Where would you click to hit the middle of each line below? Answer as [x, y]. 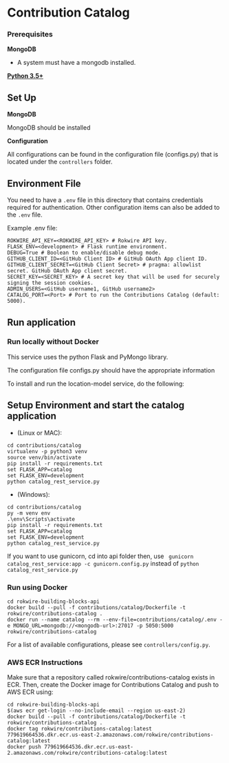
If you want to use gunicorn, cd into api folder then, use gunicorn [100, 556]
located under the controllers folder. [60, 162]
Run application [42, 322]
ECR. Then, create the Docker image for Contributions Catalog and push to [113, 685]
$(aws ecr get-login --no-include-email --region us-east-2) [97, 711]
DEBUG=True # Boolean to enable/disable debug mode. [84, 253]
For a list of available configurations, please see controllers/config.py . [109, 644]
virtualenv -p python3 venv [47, 451]
